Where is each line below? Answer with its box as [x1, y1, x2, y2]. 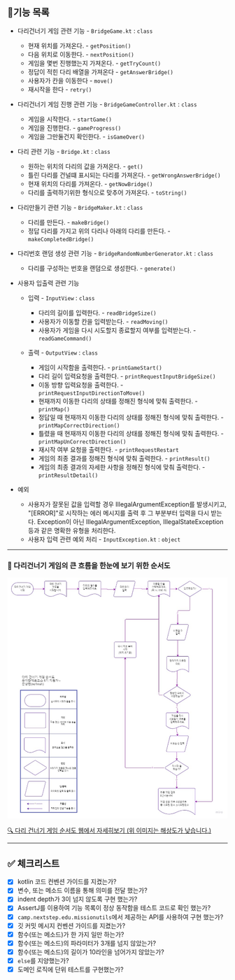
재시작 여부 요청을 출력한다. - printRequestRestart [38, 445, 180, 453]
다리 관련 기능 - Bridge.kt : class [17, 147, 111, 155]
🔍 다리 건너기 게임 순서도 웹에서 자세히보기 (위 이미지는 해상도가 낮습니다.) [7, 826, 212, 835]
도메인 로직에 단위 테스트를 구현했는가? [17, 965, 124, 974]
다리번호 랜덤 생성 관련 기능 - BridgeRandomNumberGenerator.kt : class [17, 249, 213, 257]
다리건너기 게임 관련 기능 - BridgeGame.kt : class [17, 27, 153, 35]
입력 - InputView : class [27, 293, 95, 302]
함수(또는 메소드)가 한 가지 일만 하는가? [17, 930, 124, 939]
